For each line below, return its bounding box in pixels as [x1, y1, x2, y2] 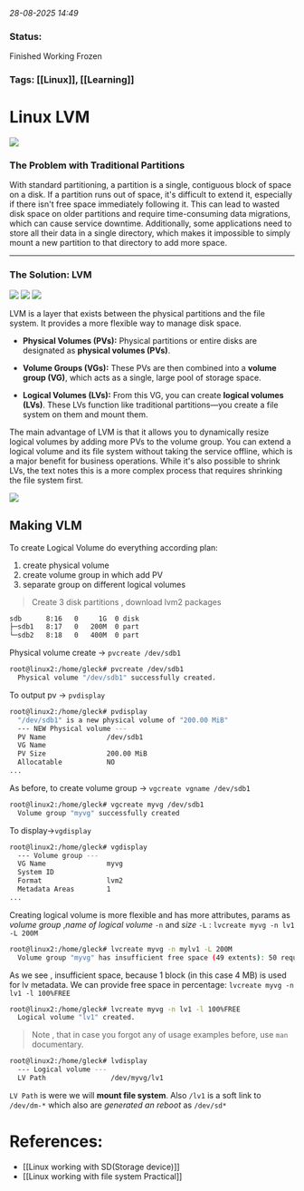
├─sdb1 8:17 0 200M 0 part [9, 622, 140, 631]
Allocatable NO [17, 757, 116, 767]
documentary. [31, 1039, 84, 1050]
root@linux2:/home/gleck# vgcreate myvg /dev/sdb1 [9, 800, 204, 809]
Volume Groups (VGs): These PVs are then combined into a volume [22, 362, 278, 373]
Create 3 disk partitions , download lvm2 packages [31, 596, 222, 607]
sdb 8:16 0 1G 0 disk [9, 614, 140, 623]
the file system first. [9, 474, 84, 485]
